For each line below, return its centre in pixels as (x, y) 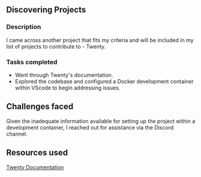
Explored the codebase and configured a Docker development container (104, 81)
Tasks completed (32, 62)
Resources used (37, 153)
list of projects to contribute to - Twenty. (56, 46)
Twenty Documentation (35, 167)
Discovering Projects (46, 10)
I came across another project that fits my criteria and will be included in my (100, 40)
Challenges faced (40, 106)
